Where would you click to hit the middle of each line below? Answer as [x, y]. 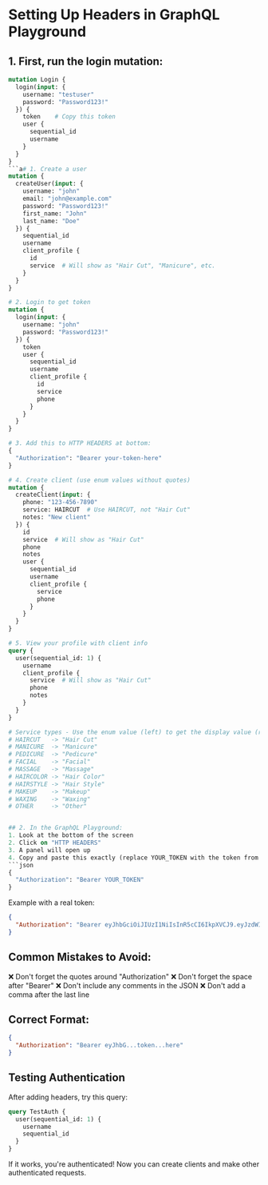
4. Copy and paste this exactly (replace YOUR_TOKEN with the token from [134, 858]
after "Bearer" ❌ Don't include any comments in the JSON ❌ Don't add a [127, 985]
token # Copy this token [69, 117]
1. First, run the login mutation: [86, 61]
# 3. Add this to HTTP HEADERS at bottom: [80, 443]
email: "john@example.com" [67, 198]
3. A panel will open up [49, 850]
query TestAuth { [37, 1111]
